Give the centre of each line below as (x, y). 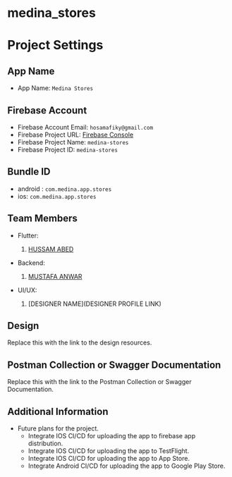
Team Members (42, 219)
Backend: (31, 263)
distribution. (45, 444)
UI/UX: (27, 290)
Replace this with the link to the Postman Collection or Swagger (99, 382)
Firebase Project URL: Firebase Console (75, 135)
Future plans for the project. (58, 428)
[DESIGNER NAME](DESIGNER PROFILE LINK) (95, 304)
